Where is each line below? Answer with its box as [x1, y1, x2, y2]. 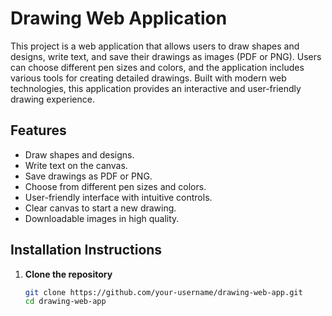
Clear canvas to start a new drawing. [24, 202, 177, 214]
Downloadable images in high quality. [24, 212, 180, 224]
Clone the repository [24, 268, 113, 280]
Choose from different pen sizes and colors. [24, 180, 207, 192]
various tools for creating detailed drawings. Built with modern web [10, 72, 287, 84]
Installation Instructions [10, 242, 163, 259]
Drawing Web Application [10, 7, 228, 30]
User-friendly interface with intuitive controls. [24, 191, 213, 203]
